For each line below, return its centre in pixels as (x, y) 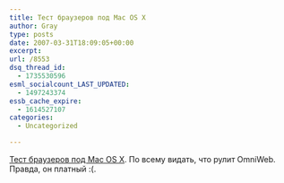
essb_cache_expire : (46, 101)
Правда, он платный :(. (53, 169)
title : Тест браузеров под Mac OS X (77, 17)
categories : (31, 118)
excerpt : (26, 51)
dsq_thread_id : (38, 68)
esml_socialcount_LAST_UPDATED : (69, 84)
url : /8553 (30, 59)
